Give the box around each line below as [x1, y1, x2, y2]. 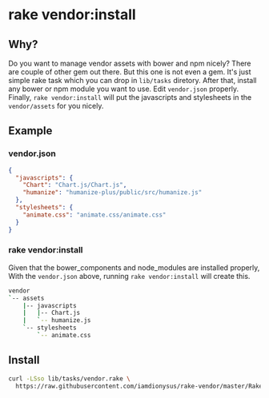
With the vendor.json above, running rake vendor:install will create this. [8, 271, 251, 281]
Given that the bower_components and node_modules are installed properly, [8, 262, 260, 273]
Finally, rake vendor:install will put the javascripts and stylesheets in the [8, 93, 252, 101]
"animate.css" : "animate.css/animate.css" [22, 210, 167, 219]
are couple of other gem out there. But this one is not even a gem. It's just [8, 67, 251, 77]
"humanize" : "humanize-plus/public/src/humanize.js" [22, 189, 203, 197]
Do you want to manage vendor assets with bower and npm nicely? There [8, 58, 251, 68]
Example [8, 124, 53, 137]
